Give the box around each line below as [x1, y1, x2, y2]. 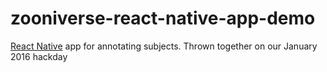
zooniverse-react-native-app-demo [10, 7, 316, 30]
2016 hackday [10, 50, 68, 62]
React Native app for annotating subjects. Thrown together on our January [10, 40, 318, 52]
